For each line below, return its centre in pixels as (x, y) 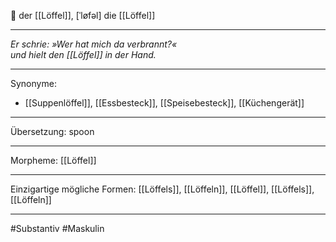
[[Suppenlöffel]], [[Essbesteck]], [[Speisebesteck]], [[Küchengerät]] (164, 103)
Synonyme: (33, 83)
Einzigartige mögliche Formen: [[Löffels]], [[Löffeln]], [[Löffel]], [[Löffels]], (162, 189)
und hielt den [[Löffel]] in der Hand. (83, 54)
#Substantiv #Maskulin (57, 228)
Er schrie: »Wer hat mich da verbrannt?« (94, 44)
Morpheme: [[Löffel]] (53, 160)
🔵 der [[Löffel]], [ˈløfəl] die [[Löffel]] (83, 15)
